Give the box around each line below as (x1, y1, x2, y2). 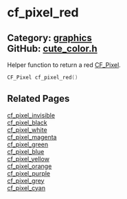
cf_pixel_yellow (7, 155, 50, 163)
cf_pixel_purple (7, 169, 51, 177)
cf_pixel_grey (7, 176, 45, 185)
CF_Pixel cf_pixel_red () (7, 74, 78, 81)
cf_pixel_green (7, 140, 49, 148)
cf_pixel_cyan (7, 183, 46, 192)
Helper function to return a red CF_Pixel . (7, 61, 122, 69)
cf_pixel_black (7, 118, 48, 127)
